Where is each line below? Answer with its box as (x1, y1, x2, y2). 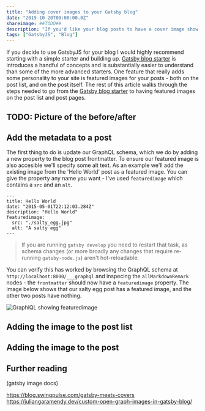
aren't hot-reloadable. (84, 254, 140, 262)
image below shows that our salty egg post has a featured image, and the (6, 286, 192, 293)
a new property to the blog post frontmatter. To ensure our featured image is (6, 155, 199, 163)
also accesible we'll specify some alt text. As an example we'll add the (6, 161, 184, 169)
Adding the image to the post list (6, 322, 133, 332)
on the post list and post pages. (6, 94, 86, 102)
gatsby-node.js (42, 255, 81, 262)
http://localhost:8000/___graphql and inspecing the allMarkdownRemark (6, 273, 189, 280)
